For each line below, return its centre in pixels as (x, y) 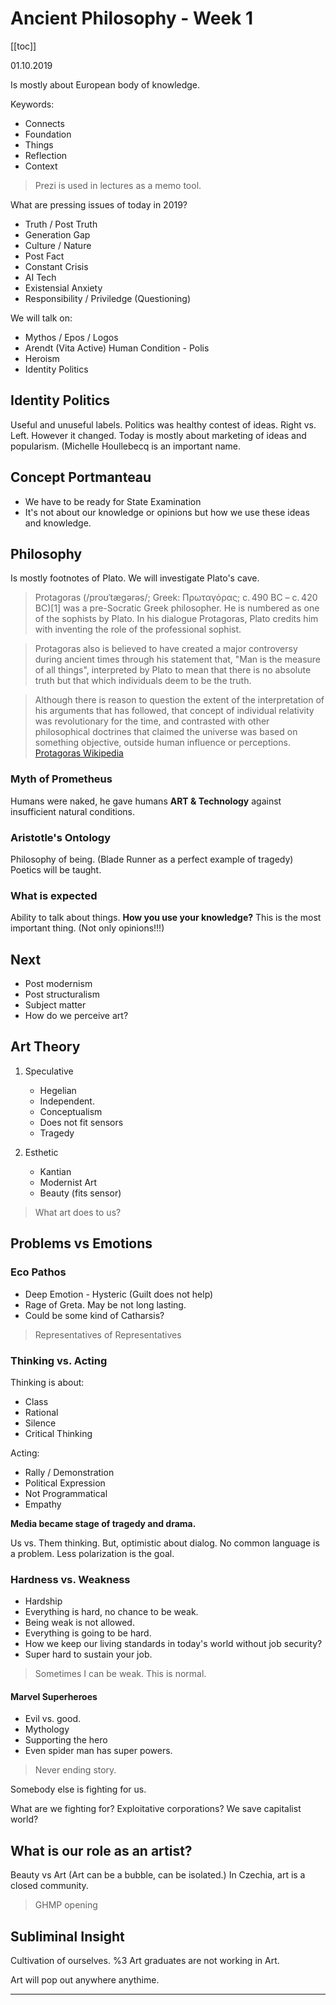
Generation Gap (57, 234)
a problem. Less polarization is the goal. (92, 1553)
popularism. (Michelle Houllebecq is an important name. (126, 446)
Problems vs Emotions (81, 1243)
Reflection (46, 155)
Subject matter (55, 1005)
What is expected (54, 895)
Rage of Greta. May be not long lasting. (105, 1304)
